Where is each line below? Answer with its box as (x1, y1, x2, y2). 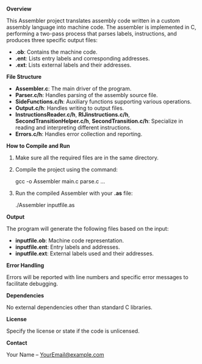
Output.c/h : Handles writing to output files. (15, 104, 124, 112)
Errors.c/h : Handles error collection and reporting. (15, 131, 142, 137)
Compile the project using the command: (15, 166, 118, 173)
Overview (6, 5, 32, 12)
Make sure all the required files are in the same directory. (15, 154, 159, 161)
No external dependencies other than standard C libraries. (6, 304, 153, 311)
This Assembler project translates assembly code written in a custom (6, 17, 180, 24)
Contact (6, 339, 27, 346)
